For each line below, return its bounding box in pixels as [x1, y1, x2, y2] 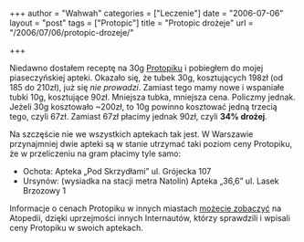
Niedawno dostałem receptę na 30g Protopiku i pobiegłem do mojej [9, 63, 264, 73]
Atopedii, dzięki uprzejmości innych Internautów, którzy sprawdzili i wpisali [9, 213, 290, 223]
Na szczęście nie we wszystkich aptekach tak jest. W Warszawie [9, 129, 254, 140]
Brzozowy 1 [22, 185, 67, 195]
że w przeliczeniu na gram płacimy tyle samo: [9, 148, 181, 159]
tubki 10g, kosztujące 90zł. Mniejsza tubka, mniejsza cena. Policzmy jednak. [9, 91, 297, 102]
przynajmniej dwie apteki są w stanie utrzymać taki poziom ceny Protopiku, [9, 139, 293, 149]
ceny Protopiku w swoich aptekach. [9, 223, 143, 233]
